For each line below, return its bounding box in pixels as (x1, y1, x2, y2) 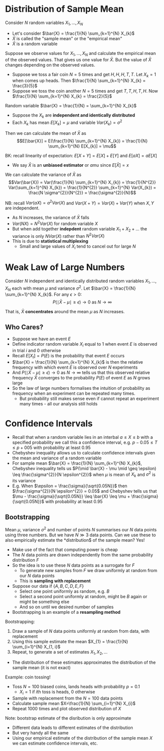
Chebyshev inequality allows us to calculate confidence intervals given (12, 450, 155, 455)
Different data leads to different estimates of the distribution (12, 725, 133, 731)
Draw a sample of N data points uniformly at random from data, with (12, 628, 150, 634)
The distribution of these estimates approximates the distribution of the (12, 659, 156, 665)
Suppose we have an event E (12, 336, 71, 342)
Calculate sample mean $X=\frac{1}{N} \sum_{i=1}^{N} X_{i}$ (12, 701, 136, 706)
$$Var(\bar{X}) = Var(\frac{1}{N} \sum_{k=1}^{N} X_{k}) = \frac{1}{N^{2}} (8, 179, 156, 185)
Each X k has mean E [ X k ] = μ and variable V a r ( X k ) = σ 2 (12, 119, 122, 126)
